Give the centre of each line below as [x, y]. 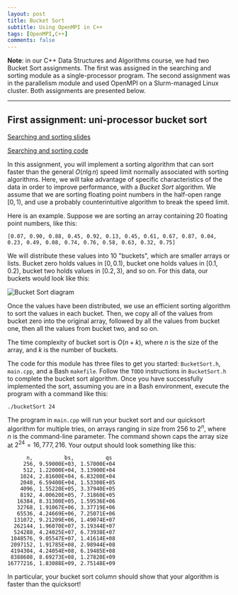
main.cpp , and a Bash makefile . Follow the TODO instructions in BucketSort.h [117, 371]
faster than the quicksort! [44, 584]
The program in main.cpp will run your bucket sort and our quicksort [106, 420]
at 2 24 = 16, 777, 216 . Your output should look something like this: [102, 444]
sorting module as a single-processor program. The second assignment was [119, 76]
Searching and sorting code [48, 151]
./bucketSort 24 [31, 406]
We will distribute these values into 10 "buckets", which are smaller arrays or [119, 256]
